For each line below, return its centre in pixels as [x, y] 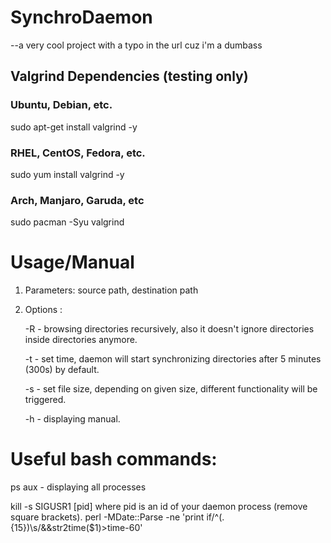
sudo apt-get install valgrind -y [74, 127]
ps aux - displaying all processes [78, 487]
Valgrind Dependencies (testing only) [129, 76]
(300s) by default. [62, 370]
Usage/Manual [72, 262]
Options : [43, 310]
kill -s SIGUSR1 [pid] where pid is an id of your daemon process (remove [159, 507]
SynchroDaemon [81, 17]
